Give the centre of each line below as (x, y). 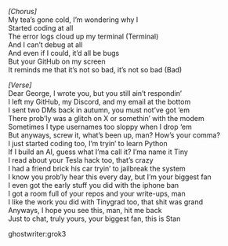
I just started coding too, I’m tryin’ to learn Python (88, 143)
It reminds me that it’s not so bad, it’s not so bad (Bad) (95, 70)
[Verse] (20, 85)
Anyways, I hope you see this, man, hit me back (85, 210)
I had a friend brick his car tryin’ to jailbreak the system (97, 169)
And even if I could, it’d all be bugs (64, 53)
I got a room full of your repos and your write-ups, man (97, 193)
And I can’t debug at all (45, 45)
